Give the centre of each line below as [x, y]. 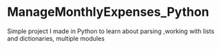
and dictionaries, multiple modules [56, 38]
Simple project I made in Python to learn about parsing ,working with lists [111, 31]
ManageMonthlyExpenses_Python [108, 12]
